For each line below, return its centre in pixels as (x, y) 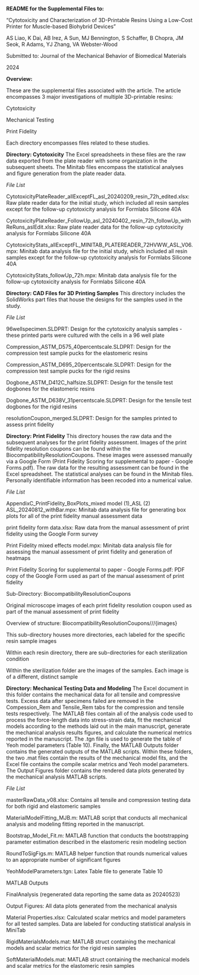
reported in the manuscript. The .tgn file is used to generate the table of (94, 739)
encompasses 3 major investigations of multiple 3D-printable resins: (90, 97)
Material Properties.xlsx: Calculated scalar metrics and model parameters (96, 917)
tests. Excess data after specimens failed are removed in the (80, 701)
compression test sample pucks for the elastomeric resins (77, 353)
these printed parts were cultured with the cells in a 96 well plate (86, 335)
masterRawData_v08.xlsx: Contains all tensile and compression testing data (99, 800)
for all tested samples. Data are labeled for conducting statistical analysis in (99, 924)
